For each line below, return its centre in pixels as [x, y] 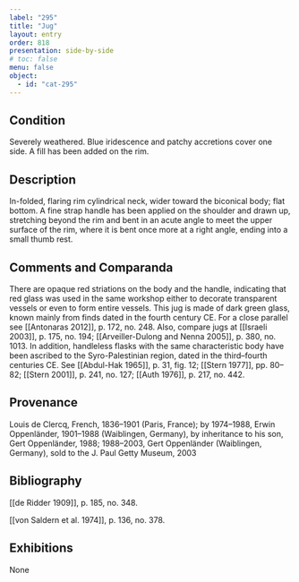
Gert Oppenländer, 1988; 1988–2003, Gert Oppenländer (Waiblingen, [136, 443]
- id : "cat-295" [47, 84]
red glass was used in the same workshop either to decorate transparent [143, 299]
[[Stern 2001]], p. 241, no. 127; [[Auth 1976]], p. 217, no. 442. [134, 375]
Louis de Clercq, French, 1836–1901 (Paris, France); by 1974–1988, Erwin [142, 424]
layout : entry [36, 34]
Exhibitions [41, 548]
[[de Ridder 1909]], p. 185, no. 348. [74, 502]
